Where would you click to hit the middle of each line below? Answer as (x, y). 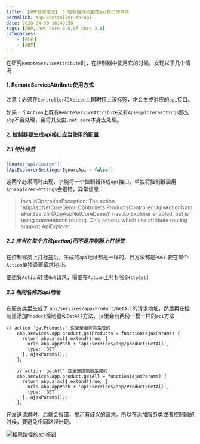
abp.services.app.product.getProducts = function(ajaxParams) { (99, 333)
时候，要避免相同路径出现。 (40, 422)
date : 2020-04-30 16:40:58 (40, 23)
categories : (21, 34)
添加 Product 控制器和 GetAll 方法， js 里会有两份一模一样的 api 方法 (96, 316)
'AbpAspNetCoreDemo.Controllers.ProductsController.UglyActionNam (107, 207)
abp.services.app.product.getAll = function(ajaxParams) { (92, 376)
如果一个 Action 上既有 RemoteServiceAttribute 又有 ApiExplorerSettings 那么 (98, 112)
